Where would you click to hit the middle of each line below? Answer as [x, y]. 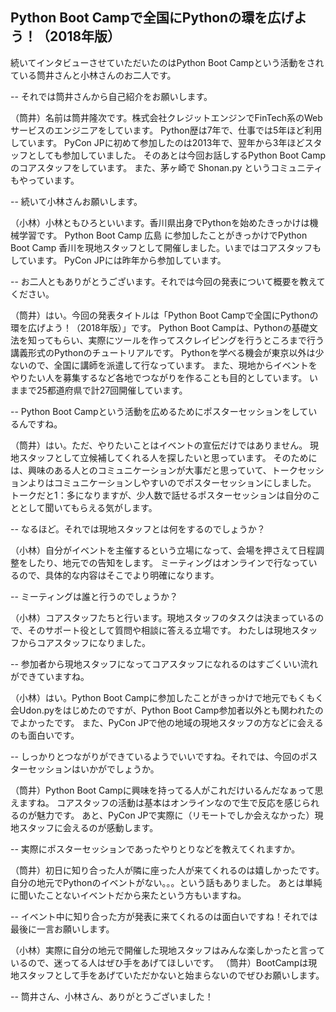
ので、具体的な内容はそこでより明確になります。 [119, 575]
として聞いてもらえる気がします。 [88, 507]
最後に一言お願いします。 [62, 929]
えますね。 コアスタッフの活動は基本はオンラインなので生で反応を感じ [156, 802]
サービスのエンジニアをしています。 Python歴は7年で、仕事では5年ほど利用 [166, 130]
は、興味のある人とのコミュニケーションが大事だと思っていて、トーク [154, 470]
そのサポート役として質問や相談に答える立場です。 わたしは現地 [159, 630]
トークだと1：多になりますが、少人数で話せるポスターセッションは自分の [161, 495]
